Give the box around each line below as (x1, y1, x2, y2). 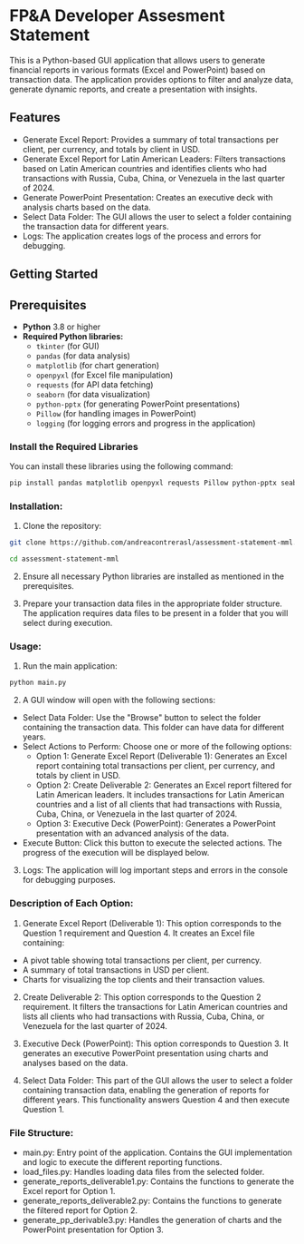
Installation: (9, 500, 63, 513)
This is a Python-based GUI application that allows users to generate (9, 54, 266, 65)
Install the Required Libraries (9, 440, 138, 453)
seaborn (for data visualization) (35, 388, 151, 399)
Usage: (9, 641, 43, 653)
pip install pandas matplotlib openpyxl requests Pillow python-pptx (9, 478, 278, 488)
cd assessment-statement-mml (9, 554, 119, 563)
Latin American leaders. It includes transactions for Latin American (35, 789, 285, 800)
